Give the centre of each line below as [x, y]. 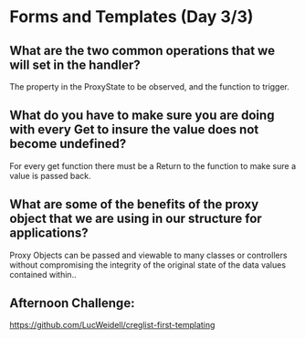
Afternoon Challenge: [72, 303]
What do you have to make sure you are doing [142, 116]
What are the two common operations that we [142, 51]
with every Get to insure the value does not [134, 130]
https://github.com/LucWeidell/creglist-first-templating [112, 325]
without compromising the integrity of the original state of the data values [147, 265]
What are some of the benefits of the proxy [134, 204]
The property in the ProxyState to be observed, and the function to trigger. [150, 87]
